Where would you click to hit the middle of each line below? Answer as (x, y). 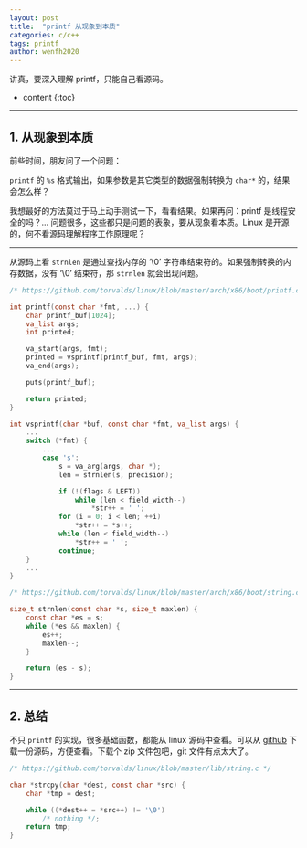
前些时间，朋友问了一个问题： (65, 160)
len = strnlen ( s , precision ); (116, 475)
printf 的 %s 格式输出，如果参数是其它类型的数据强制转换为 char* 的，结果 (150, 180)
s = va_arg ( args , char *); (110, 466)
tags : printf (34, 43)
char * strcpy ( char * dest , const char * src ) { (98, 785)
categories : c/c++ (44, 35)
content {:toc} (49, 98)
